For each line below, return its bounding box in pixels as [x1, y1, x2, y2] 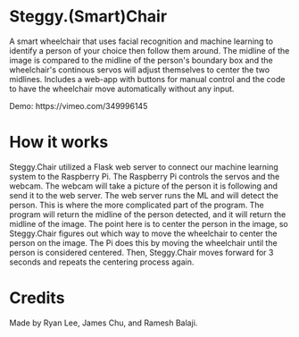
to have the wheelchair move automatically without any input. [9, 83, 235, 94]
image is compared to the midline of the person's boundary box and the [9, 55, 274, 65]
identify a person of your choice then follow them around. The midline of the [9, 45, 290, 55]
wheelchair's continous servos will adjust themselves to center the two [9, 64, 270, 75]
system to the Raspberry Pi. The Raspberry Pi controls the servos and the [9, 171, 280, 181]
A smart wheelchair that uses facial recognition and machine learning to [9, 36, 274, 46]
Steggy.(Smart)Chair [9, 6, 168, 27]
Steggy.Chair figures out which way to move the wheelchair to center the [9, 228, 278, 239]
